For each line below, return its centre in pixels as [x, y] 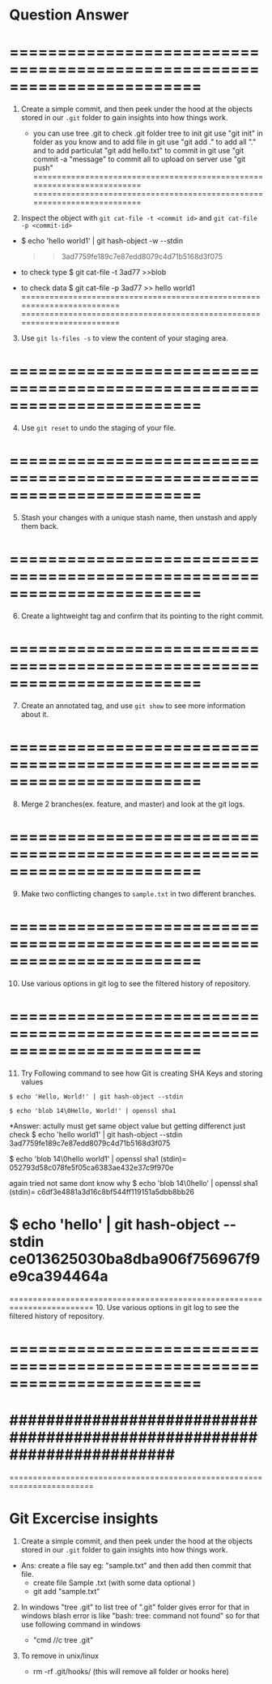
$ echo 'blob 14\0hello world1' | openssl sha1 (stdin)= [98, 1158]
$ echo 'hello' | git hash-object [115, 1224]
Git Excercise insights [84, 1518]
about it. [35, 714]
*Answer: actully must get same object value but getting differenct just [127, 1126]
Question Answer [69, 15]
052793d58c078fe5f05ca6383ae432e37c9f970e [91, 1167]
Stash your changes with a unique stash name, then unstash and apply [139, 518]
